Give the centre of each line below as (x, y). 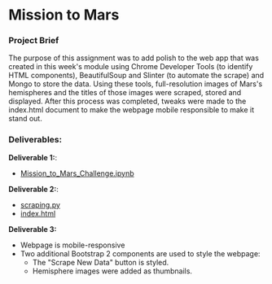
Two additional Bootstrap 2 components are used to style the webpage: (140, 253)
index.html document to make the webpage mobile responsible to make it (132, 110)
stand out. (25, 119)
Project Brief (34, 41)
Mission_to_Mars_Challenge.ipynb (77, 173)
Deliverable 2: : (33, 189)
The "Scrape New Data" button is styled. (101, 262)
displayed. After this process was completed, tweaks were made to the (127, 101)
